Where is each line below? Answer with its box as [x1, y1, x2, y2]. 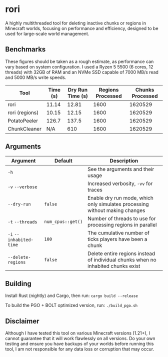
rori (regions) [7, 109, 39, 116]
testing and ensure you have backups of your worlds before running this [5, 341, 154, 347]
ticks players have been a [87, 235, 147, 242]
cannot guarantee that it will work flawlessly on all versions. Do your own [5, 335, 155, 341]
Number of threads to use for [87, 215, 156, 222]
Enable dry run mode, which [87, 194, 153, 201]
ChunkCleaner [7, 125, 41, 132]
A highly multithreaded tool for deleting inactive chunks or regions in [5, 20, 146, 26]
